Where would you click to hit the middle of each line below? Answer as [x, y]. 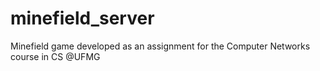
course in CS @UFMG [55, 56]
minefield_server [82, 18]
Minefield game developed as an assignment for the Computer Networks [160, 46]
